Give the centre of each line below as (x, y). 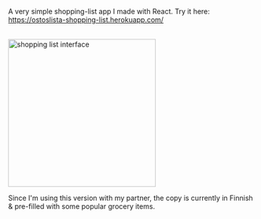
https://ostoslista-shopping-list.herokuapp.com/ (86, 20)
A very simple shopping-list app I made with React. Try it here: (109, 11)
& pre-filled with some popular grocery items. (82, 206)
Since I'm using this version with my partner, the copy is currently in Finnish (130, 198)
